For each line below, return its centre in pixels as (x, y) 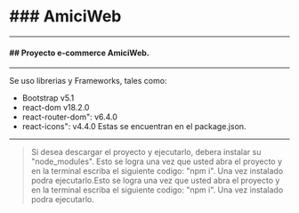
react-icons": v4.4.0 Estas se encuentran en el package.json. (134, 127)
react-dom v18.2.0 (56, 108)
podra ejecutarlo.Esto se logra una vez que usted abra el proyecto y (155, 181)
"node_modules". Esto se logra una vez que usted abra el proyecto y (157, 161)
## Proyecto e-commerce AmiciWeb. (79, 53)
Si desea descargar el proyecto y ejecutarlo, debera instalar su (146, 152)
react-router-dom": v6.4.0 (70, 117)
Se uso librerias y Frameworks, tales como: (88, 81)
